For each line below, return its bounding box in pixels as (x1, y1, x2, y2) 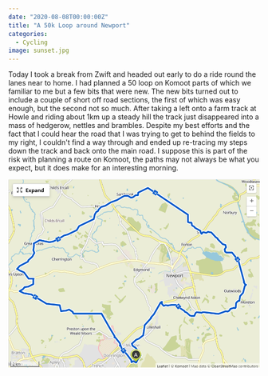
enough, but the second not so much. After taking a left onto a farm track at (8, 104, 257, 114)
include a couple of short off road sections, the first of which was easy (8, 95, 241, 105)
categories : (8, 30, 48, 38)
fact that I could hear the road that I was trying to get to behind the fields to (8, 129, 255, 139)
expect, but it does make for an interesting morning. (8, 163, 179, 173)
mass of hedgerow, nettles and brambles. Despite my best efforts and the (8, 121, 250, 130)
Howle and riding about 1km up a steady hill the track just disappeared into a (8, 112, 259, 122)
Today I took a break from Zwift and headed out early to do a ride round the (8, 70, 257, 79)
